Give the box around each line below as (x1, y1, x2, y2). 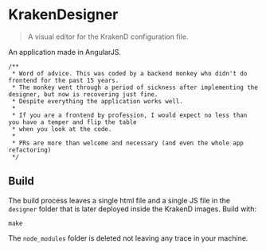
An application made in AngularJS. (8, 47, 122, 56)
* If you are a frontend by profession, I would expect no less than (11, 111, 248, 119)
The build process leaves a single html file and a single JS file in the (8, 195, 231, 205)
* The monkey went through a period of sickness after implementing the (11, 83, 259, 91)
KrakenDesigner (8, 6, 119, 24)
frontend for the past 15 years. (8, 76, 119, 84)
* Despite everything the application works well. (11, 97, 183, 105)
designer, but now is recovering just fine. (8, 90, 158, 98)
